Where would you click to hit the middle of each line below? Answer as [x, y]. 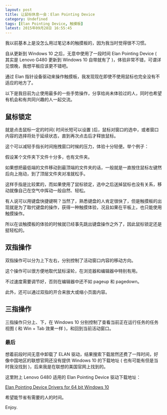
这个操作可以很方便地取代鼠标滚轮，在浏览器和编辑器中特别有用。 [73, 271]
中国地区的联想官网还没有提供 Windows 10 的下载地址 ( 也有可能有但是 [82, 360]
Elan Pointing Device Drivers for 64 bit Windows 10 [57, 387]
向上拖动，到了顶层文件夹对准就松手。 [48, 173]
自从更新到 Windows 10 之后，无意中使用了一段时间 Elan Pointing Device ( [81, 54]
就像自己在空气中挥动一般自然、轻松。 [48, 190]
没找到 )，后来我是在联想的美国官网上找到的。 [61, 366]
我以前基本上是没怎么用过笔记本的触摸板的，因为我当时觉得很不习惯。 [77, 43]
